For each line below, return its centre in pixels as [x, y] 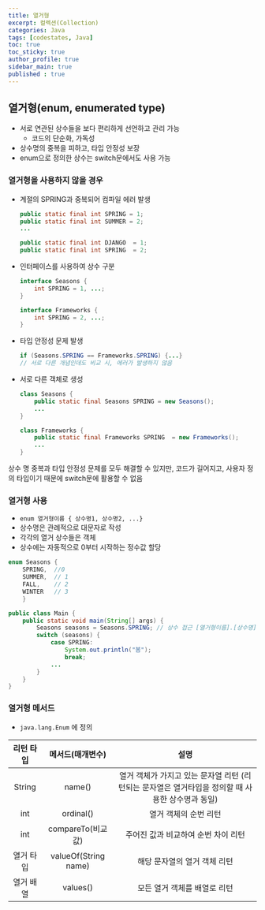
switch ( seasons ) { [69, 636]
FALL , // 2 [45, 584]
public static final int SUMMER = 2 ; [82, 222]
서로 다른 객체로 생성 [51, 379]
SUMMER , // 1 [45, 577]
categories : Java [37, 30]
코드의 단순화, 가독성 [63, 138]
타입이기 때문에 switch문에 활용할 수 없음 [80, 479]
